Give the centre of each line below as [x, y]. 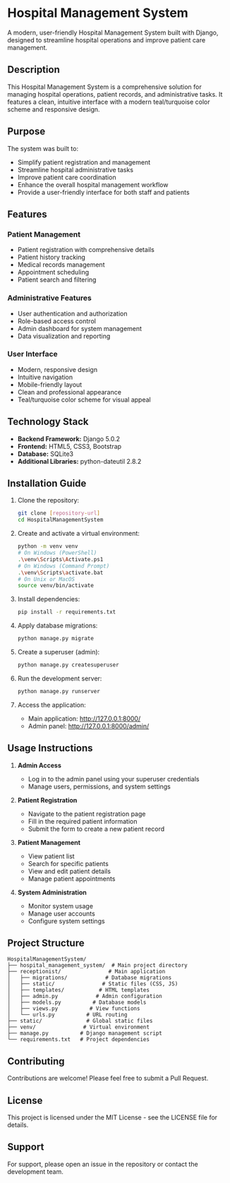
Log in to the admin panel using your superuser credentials [114, 779]
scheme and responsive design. [54, 109]
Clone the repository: [48, 500]
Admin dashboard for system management [80, 328]
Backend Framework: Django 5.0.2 [69, 438]
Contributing [36, 1061]
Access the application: [52, 704]
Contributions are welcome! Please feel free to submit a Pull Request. [108, 1079]
